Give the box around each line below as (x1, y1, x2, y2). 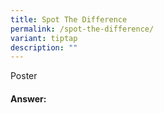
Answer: (10, 92, 47, 105)
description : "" (10, 42, 78, 53)
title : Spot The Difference (10, 14, 128, 25)
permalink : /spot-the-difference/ (10, 24, 155, 34)
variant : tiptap (10, 33, 78, 43)
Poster (10, 70, 38, 82)
